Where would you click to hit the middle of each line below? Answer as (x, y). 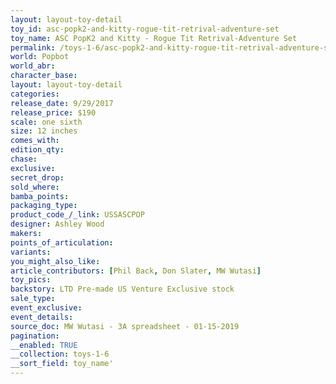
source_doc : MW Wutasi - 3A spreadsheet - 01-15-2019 (125, 326)
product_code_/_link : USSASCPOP (77, 215)
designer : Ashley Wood (57, 224)
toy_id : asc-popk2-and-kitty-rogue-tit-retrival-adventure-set (145, 29)
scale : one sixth (46, 122)
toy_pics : (31, 280)
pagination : (35, 336)
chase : (24, 159)
